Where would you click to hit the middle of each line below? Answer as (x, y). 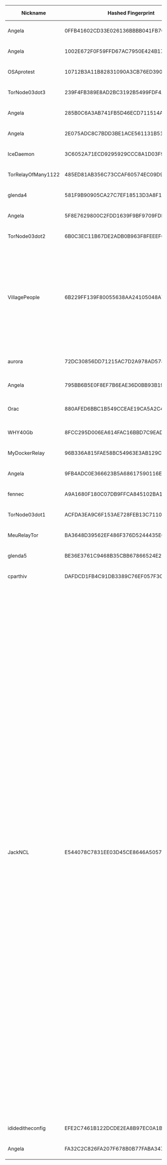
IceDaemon (21, 154)
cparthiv (17, 576)
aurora (15, 362)
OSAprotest (21, 72)
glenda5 (17, 556)
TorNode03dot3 (27, 92)
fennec (16, 494)
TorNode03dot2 (27, 236)
